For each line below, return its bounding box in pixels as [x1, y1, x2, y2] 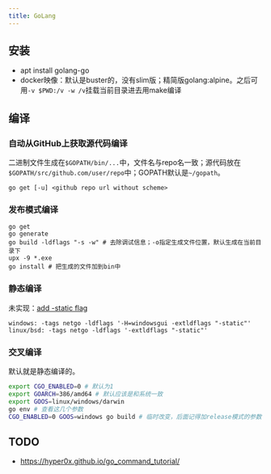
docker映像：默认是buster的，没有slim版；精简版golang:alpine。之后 [19, 75, 251, 85]
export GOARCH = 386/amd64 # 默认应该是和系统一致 [8, 390, 163, 398]
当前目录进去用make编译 [100, 86, 182, 95]
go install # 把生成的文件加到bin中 [8, 263, 121, 271]
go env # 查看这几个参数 [8, 405, 83, 413]
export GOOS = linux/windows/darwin [8, 397, 125, 405]
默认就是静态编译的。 [8, 366, 79, 376]
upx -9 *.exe [8, 254, 53, 263]
